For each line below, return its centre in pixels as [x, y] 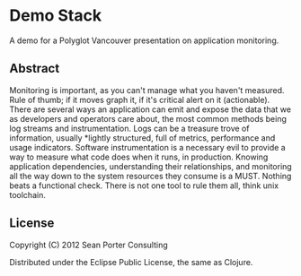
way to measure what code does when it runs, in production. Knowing [139, 157]
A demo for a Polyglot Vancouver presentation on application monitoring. [144, 40]
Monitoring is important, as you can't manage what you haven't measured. [147, 90]
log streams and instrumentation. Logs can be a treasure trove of [129, 128]
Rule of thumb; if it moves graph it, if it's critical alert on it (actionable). [140, 99]
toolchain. [28, 194]
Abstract [35, 69]
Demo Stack [55, 16]
